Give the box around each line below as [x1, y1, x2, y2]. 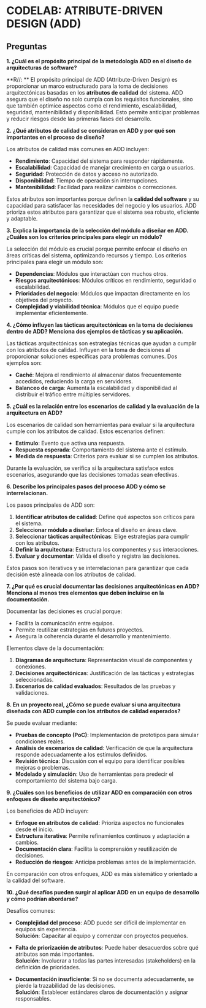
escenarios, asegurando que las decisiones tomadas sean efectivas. [6, 471, 180, 478]
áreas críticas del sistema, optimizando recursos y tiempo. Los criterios [6, 252, 187, 259]
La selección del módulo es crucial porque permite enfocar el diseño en [6, 245, 188, 252]
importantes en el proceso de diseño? [6, 133, 105, 141]
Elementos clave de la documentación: [6, 644, 104, 652]
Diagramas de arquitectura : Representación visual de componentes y [15, 657, 193, 663]
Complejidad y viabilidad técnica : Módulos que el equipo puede [15, 303, 179, 310]
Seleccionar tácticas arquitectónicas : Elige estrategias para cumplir [15, 533, 189, 540]
